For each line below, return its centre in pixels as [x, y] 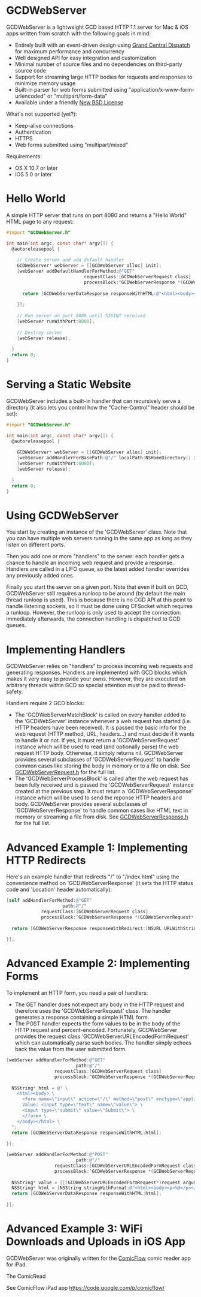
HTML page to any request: [40, 221]
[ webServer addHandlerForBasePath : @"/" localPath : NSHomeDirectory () [104, 458]
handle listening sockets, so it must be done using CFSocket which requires [100, 606]
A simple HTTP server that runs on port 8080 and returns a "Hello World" [97, 215]
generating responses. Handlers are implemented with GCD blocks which [97, 673]
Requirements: [24, 156]
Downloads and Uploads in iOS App [96, 1242]
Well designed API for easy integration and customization [86, 58]
